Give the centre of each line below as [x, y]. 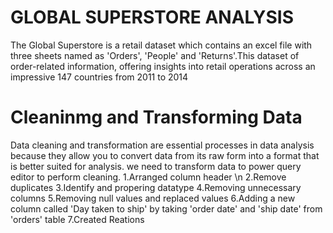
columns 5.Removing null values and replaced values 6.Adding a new [153, 198]
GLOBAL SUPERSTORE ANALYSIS [152, 17]
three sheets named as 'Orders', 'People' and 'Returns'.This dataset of [155, 55]
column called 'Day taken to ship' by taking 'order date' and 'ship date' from [166, 208]
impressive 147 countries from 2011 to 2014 [99, 77]
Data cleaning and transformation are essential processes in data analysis [162, 145]
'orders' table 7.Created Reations [77, 219]
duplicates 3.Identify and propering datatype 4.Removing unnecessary [156, 187]
